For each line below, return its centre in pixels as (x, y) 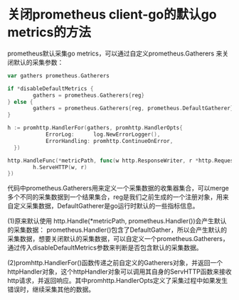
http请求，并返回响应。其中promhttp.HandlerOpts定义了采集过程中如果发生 (118, 281)
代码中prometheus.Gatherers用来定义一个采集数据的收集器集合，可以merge (118, 188)
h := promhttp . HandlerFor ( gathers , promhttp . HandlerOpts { (95, 128)
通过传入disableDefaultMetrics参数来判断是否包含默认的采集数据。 (105, 248)
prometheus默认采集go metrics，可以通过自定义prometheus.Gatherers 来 (115, 53)
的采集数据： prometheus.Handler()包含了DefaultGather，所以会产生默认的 (117, 230)
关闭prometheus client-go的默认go (112, 15)
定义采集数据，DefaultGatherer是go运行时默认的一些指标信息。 (106, 206)
